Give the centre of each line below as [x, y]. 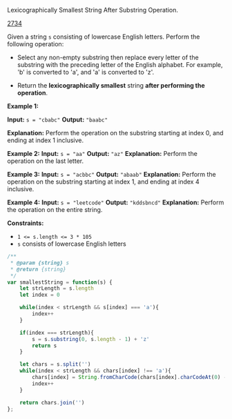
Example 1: [23, 106]
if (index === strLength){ [57, 333]
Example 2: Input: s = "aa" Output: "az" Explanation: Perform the [103, 154]
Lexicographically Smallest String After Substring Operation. [93, 10]
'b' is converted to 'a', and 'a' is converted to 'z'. [86, 72]
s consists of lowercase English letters [71, 244]
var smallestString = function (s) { [60, 282]
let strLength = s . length [57, 289]
